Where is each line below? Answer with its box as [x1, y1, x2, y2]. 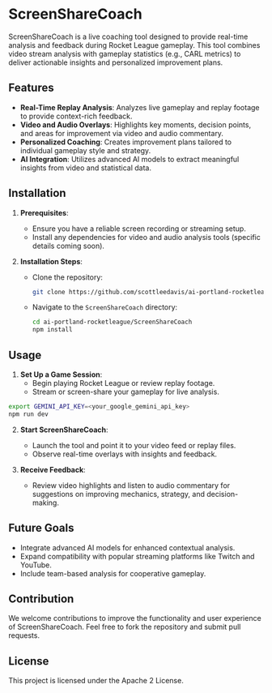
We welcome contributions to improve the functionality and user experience [8, 614, 261, 623]
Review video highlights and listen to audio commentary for [32, 480, 231, 490]
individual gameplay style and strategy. [19, 145, 151, 155]
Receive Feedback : [19, 464, 87, 474]
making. [32, 498, 59, 507]
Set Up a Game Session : [19, 370, 103, 379]
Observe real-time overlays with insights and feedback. [32, 449, 217, 459]
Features [8, 81, 54, 95]
